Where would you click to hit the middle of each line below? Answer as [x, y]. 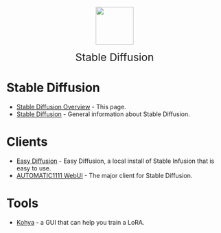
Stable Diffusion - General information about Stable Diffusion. [103, 114]
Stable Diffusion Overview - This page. [71, 107]
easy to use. [34, 168]
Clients [27, 142]
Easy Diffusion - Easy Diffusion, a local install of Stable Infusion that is [115, 161]
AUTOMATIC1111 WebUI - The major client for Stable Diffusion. [104, 175]
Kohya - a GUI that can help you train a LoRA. [80, 222]
